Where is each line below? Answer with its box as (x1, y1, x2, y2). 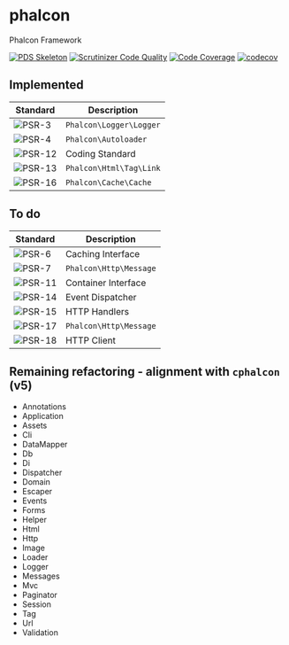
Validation (21, 627, 59, 638)
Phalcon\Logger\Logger (65, 120, 161, 129)
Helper (21, 515, 47, 525)
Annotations (21, 401, 66, 412)
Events (21, 495, 48, 506)
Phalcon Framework (9, 35, 82, 45)
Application (21, 411, 65, 422)
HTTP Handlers (65, 305, 130, 317)
